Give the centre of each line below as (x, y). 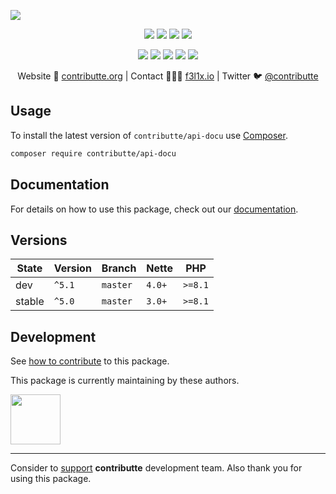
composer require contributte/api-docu (93, 153)
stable (30, 302)
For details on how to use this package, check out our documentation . (154, 209)
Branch (119, 268)
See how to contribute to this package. (90, 361)
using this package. (51, 479)
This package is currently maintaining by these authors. (125, 381)
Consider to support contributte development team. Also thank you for (156, 468)
